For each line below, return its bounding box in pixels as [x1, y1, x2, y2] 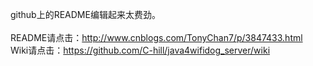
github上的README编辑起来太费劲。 [10, 9, 161, 20]
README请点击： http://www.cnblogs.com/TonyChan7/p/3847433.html [10, 32, 303, 43]
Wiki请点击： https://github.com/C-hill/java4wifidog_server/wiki [10, 44, 271, 56]
